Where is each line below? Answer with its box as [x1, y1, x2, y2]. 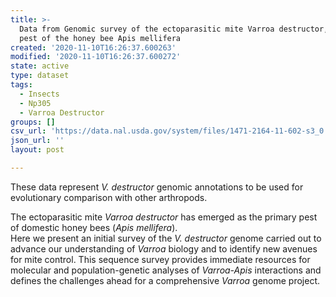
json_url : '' [10, 136, 65, 146]
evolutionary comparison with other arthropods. [10, 191, 208, 203]
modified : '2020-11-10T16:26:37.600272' [10, 52, 182, 62]
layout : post [10, 145, 65, 155]
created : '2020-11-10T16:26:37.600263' [10, 42, 177, 53]
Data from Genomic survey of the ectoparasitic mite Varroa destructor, [19, 24, 329, 34]
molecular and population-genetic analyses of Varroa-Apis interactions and [10, 264, 322, 276]
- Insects [19, 89, 60, 99]
